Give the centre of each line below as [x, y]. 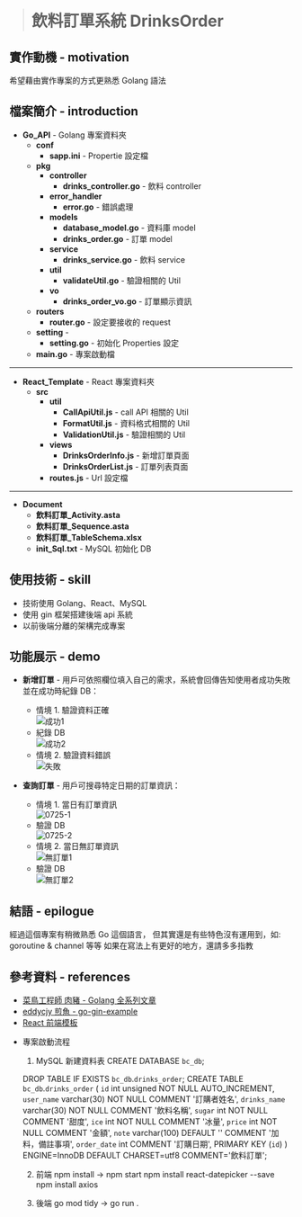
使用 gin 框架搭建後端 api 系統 [77, 614]
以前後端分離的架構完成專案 [74, 625]
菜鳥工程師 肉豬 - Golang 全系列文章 [89, 1000]
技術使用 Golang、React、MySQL [84, 603]
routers [50, 311]
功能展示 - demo [55, 657]
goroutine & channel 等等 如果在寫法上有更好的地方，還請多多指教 [132, 946]
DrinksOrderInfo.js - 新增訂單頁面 [126, 455]
